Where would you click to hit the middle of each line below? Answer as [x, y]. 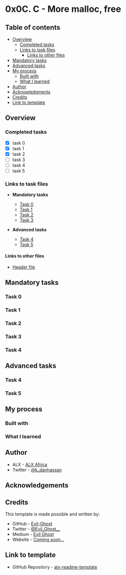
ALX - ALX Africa [30, 465]
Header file [24, 267]
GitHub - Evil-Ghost [32, 524]
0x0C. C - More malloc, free [63, 9]
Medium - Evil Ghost [33, 534]
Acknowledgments [31, 92]
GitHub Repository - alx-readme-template [55, 567]
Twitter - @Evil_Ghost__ [36, 529]
